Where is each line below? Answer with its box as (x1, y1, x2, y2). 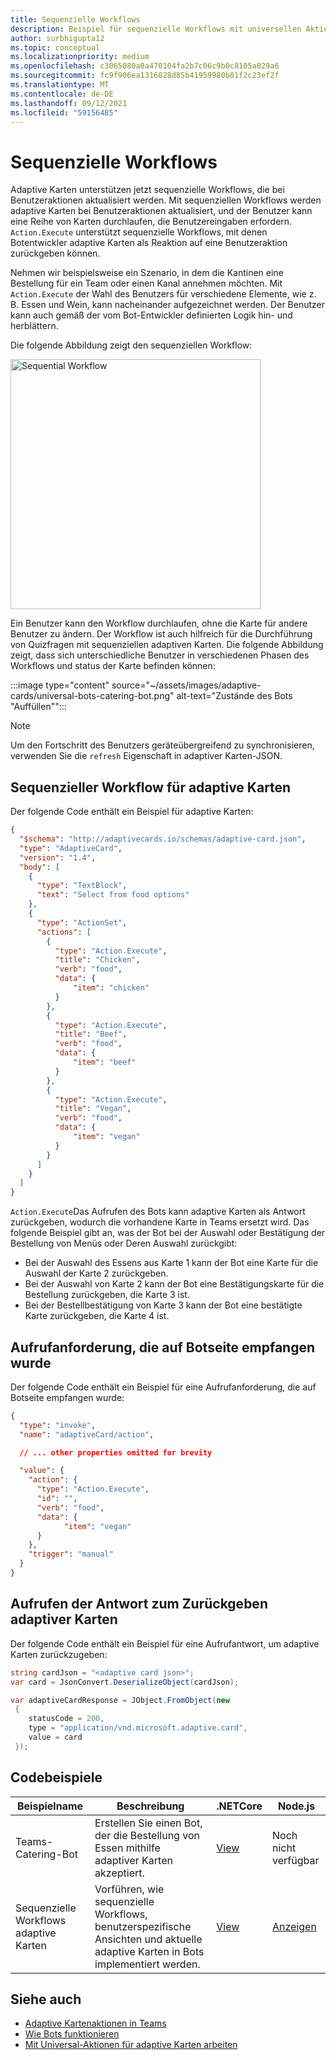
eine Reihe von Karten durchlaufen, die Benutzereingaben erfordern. (10, 216, 293, 228)
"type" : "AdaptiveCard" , (19, 843, 123, 853)
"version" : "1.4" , (19, 852, 97, 863)
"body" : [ (19, 862, 60, 872)
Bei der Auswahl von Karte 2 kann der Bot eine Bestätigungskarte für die (24, 1278, 325, 1290)
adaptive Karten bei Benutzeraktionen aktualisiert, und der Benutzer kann (10, 205, 313, 217)
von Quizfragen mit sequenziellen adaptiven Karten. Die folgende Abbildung (10, 639, 324, 651)
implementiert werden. (94, 1957, 201, 1971)
